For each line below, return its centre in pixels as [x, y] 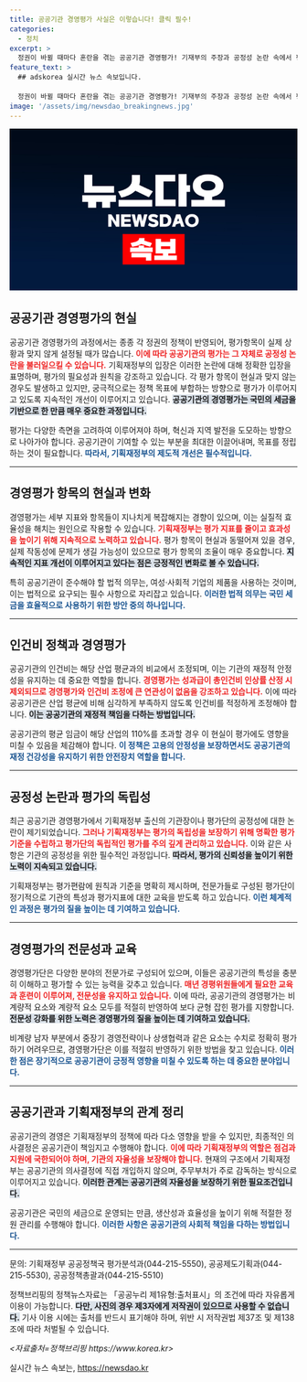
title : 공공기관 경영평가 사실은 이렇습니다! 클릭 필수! [101, 19]
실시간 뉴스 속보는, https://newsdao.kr [79, 1367]
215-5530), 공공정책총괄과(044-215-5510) [87, 1275]
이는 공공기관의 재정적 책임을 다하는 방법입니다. [112, 714]
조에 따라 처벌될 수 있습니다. [59, 1328]
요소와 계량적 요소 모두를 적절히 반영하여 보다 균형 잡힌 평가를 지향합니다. [164, 1007]
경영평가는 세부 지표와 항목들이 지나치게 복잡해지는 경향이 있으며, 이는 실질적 [146, 517]
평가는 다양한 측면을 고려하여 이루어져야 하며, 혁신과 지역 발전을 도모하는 [138, 430]
